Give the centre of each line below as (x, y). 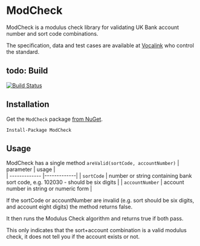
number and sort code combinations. (52, 33)
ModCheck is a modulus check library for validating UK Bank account (93, 27)
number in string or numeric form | (49, 189)
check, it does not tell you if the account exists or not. (73, 237)
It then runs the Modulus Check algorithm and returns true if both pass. (95, 219)
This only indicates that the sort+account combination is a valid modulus (97, 230)
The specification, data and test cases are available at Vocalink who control (100, 45)
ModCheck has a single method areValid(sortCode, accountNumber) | (93, 163)
